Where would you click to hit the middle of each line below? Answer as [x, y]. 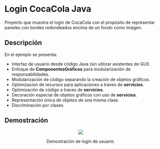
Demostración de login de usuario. [81, 141]
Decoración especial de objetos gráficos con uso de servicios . [74, 95]
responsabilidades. [30, 74]
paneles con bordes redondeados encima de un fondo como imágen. [73, 27]
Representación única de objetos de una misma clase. [65, 100]
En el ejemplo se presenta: [31, 54]
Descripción [23, 43]
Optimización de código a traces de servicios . [58, 90]
